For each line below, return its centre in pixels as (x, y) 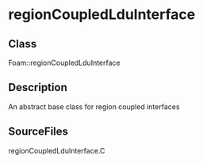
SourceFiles (38, 132)
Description (38, 87)
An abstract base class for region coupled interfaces (94, 106)
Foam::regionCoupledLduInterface (64, 63)
